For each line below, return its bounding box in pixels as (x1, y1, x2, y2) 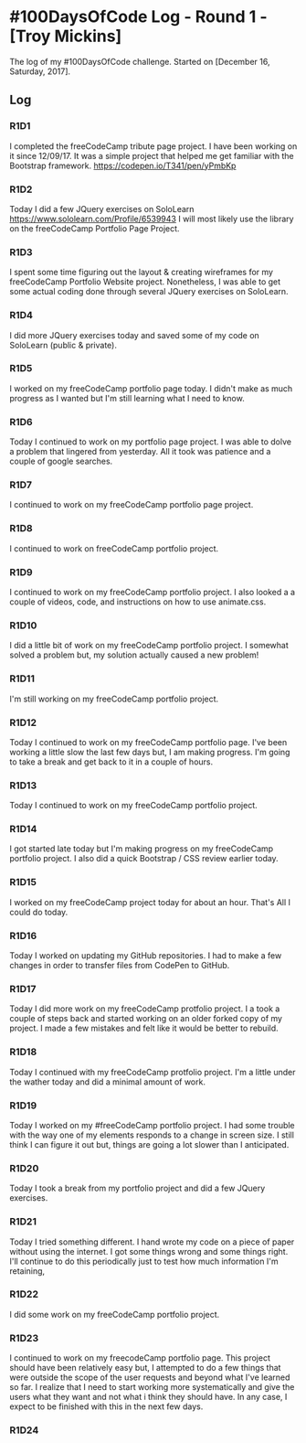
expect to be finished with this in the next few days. (9, 1401, 204, 1412)
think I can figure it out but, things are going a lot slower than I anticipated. (9, 1138, 290, 1149)
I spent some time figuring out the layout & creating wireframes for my (9, 267, 274, 278)
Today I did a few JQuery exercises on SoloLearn (9, 203, 195, 214)
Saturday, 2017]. (9, 66, 71, 77)
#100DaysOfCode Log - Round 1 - (9, 6, 268, 27)
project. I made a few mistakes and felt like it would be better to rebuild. (9, 1022, 279, 1034)
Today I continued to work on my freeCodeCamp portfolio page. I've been (9, 736, 288, 747)
